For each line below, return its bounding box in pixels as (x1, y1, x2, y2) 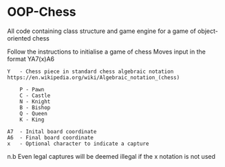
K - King (19, 116, 45, 123)
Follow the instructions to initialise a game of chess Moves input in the (7, 47, 206, 56)
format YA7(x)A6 (7, 54, 55, 63)
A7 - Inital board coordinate (7, 128, 97, 135)
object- (197, 27, 218, 35)
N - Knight (19, 98, 51, 105)
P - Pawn (19, 86, 45, 93)
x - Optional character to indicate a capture (7, 140, 149, 147)
